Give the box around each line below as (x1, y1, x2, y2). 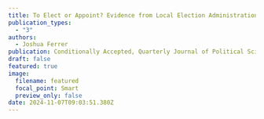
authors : (8, 33, 37, 41)
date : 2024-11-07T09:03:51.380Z (8, 99, 114, 106)
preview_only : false (15, 92, 82, 99)
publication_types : (8, 19, 72, 27)
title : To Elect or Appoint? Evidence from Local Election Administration (8, 11, 258, 20)
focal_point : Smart (15, 84, 79, 92)
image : (8, 70, 30, 78)
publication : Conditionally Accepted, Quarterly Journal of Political (8, 48, 244, 56)
